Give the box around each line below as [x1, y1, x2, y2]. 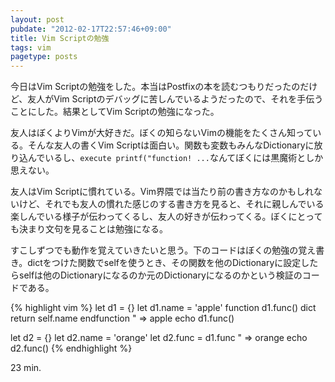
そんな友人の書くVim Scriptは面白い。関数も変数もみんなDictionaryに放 [27, 139, 323, 151]
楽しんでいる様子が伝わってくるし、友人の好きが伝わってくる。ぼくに [10, 211, 298, 223]
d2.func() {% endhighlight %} [10, 342, 133, 355]
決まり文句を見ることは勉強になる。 [18, 223, 168, 235]
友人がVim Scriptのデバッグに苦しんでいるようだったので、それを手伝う [27, 93, 324, 105]
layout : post [10, 14, 65, 25]
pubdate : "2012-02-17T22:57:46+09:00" [10, 24, 172, 34]
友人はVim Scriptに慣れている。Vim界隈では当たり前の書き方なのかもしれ [10, 186, 315, 198]
